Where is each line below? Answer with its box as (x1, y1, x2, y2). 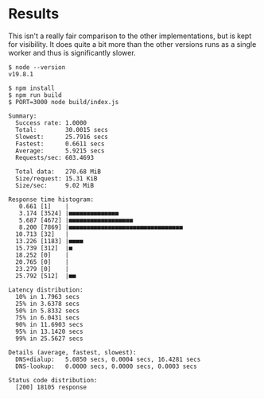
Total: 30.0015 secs (15, 126, 109, 134)
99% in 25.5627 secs (15, 335, 83, 343)
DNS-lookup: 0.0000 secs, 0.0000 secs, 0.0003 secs (15, 362, 197, 370)
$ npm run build (8, 91, 62, 99)
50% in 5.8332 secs (15, 307, 80, 315)
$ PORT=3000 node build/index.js (8, 98, 119, 106)
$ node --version (8, 63, 66, 72)
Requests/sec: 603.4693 (15, 153, 94, 161)
